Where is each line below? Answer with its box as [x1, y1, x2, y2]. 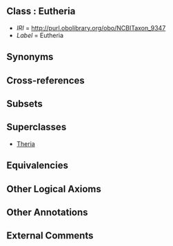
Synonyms [6, 51, 54, 63]
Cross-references [6, 74, 85, 86]
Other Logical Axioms [6, 183, 101, 195]
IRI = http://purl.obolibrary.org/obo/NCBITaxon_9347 [16, 23, 166, 32]
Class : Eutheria [6, 6, 76, 17]
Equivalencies [6, 160, 68, 172]
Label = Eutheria [16, 31, 63, 39]
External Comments [6, 230, 94, 242]
